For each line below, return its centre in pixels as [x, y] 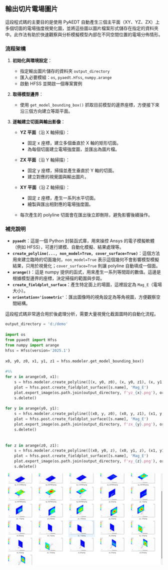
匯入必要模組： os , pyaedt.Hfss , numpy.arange [66, 77]
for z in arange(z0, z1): [32, 445]
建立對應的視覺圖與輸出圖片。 [58, 177]
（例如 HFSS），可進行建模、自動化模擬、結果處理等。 [68, 247]
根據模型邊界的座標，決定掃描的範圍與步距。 [58, 278]
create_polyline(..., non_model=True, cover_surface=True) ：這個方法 [86, 253]
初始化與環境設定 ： [32, 60]
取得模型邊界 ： [28, 94]
